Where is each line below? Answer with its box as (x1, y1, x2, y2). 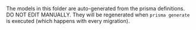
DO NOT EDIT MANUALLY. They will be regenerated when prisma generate (6, 11, 190, 18)
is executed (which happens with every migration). (6, 18, 130, 24)
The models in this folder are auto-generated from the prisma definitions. (6, 5, 185, 12)
